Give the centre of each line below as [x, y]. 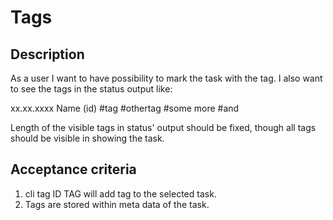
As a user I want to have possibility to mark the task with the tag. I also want [166, 78]
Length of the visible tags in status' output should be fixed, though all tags [163, 127]
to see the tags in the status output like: [91, 89]
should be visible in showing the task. [87, 138]
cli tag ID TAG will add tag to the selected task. [120, 193]
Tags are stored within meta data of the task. [117, 204]
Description [47, 54]
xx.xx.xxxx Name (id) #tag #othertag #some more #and [125, 108]
